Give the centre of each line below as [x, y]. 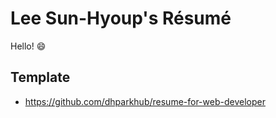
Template [40, 77]
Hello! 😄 [28, 46]
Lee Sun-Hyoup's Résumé [121, 18]
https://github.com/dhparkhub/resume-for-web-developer [145, 101]
